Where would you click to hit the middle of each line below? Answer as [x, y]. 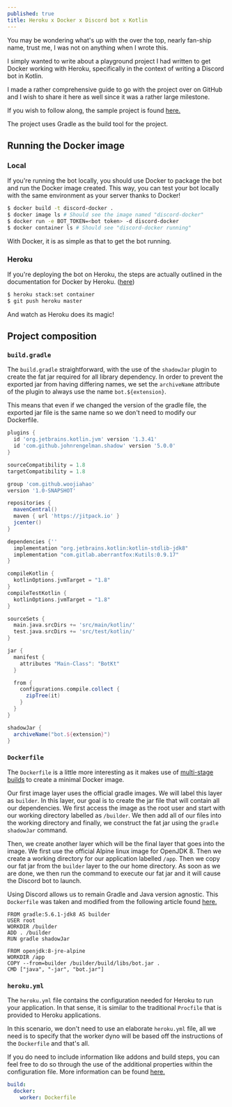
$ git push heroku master [45, 301]
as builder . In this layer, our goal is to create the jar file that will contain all [114, 800]
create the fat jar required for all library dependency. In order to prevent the [115, 377]
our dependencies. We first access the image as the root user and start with [116, 808]
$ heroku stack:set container [51, 294]
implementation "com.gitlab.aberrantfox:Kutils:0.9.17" [96, 555]
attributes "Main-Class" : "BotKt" [70, 663]
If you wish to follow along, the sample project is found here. [94, 110]
